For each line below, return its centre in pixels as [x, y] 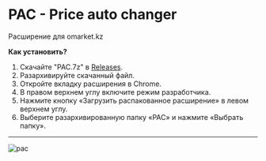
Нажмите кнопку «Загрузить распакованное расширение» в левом [134, 100]
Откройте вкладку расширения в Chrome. [91, 84]
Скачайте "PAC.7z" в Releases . [71, 67]
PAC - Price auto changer [93, 15]
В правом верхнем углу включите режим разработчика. [115, 92]
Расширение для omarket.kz [56, 36]
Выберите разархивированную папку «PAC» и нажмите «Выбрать [131, 117]
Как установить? [38, 51]
